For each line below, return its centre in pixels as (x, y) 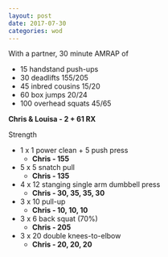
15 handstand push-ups (59, 69)
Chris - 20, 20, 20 (62, 245)
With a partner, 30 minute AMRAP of (68, 54)
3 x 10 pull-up (43, 201)
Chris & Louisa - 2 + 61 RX (52, 119)
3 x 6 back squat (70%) (59, 219)
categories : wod (35, 31)
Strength (23, 135)
